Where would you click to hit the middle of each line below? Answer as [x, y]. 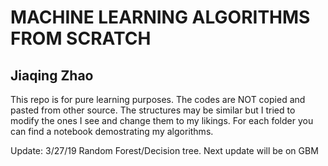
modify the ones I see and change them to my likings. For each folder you [162, 120]
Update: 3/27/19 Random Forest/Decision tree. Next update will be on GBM [164, 150]
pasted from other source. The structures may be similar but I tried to [153, 110]
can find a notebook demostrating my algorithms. [112, 131]
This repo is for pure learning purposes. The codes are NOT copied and [158, 99]
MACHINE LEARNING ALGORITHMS [160, 17]
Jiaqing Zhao [52, 75]
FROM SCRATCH [81, 38]
